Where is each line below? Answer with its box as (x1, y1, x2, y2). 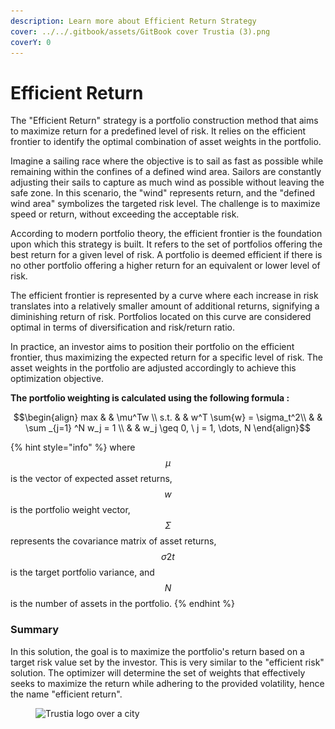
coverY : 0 (10, 37, 52, 47)
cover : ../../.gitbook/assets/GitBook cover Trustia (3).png (10, 26, 271, 37)
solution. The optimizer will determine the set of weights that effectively (10, 666, 306, 679)
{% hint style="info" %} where (10, 441, 136, 454)
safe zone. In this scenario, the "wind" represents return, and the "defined (10, 187, 316, 199)
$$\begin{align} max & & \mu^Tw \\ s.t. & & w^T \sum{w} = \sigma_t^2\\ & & (13, 411, 323, 424)
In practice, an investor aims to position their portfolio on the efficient (10, 341, 295, 353)
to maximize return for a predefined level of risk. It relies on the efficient (10, 125, 307, 137)
